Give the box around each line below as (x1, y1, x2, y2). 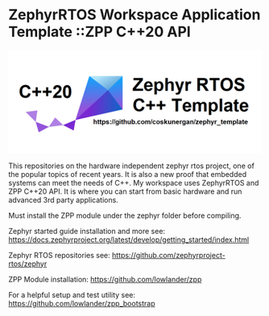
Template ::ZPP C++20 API (8, 23, 191, 41)
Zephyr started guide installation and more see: (8, 226, 166, 236)
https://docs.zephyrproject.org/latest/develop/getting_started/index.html (8, 235, 250, 244)
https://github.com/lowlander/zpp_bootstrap (8, 298, 155, 308)
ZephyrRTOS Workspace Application (8, 6, 261, 24)
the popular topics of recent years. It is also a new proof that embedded (8, 169, 247, 179)
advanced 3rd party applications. (8, 195, 118, 204)
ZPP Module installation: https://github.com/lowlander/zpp (8, 274, 202, 284)
